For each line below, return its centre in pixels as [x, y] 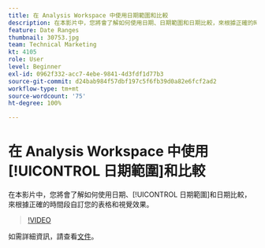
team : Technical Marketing [52, 45]
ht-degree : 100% [35, 103]
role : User [26, 60]
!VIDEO [39, 220]
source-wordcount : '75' [47, 96]
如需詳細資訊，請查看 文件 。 [53, 236]
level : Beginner [35, 67]
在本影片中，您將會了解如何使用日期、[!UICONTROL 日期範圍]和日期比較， [130, 194]
